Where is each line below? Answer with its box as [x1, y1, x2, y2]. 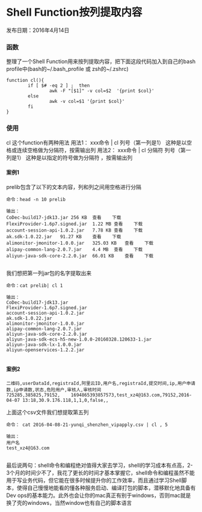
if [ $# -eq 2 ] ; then [28, 82, 90, 89]
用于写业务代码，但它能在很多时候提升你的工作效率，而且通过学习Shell [6, 477, 182, 484]
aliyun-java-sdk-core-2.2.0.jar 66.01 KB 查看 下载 [6, 253, 154, 259]
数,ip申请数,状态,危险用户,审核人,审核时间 [6, 386, 102, 393]
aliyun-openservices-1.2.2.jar [6, 347, 85, 353]
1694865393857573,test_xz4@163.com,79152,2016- [70, 392, 192, 398]
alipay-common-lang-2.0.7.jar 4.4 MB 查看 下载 [6, 246, 143, 253]
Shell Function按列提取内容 [6, 5, 142, 19]
